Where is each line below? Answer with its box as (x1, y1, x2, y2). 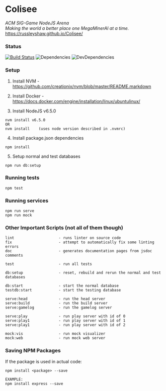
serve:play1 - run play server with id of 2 (5, 322, 126, 328)
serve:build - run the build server (5, 301, 108, 306)
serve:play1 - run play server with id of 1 (5, 318, 126, 323)
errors (5, 244, 19, 249)
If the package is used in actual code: (5, 358, 82, 364)
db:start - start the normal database (5, 284, 119, 289)
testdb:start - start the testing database (5, 288, 121, 293)
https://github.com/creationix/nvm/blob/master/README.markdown (12, 83, 152, 89)
